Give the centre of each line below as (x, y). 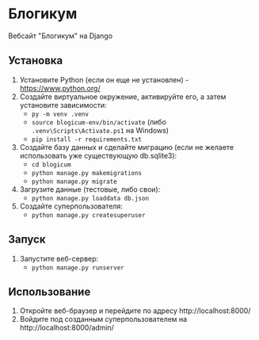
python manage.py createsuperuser (88, 215)
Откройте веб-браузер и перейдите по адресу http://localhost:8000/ (135, 311)
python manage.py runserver (78, 267)
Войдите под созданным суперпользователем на (103, 319)
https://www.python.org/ (60, 88)
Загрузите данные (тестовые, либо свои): (90, 189)
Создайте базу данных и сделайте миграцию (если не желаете (127, 147)
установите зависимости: (63, 105)
